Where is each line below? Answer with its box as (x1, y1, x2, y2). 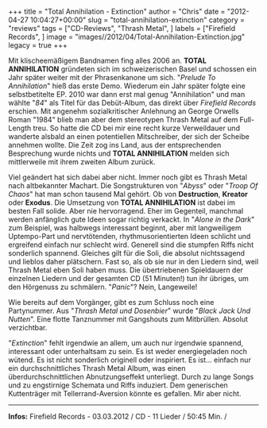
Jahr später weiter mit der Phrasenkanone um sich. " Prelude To (8, 73, 216, 82)
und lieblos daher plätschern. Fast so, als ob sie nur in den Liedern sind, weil (8, 257, 259, 266)
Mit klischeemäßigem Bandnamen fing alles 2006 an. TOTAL (8, 56, 207, 65)
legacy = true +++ (8, 40, 68, 50)
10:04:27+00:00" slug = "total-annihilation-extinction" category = (30, 15, 245, 25)
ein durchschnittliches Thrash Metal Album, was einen (8, 364, 186, 372)
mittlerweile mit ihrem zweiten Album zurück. (8, 157, 156, 166)
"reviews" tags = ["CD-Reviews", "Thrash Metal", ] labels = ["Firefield (8, 24, 236, 33)
